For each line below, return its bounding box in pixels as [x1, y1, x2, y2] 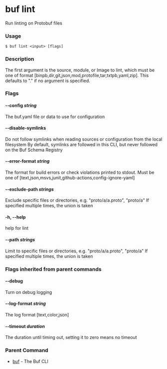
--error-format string [5, 158, 50, 164]
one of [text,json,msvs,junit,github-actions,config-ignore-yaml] [5, 175, 135, 181]
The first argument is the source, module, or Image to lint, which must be [5, 67, 155, 73]
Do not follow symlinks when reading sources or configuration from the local [5, 136, 163, 142]
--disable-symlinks [5, 125, 46, 131]
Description [5, 56, 34, 63]
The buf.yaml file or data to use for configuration [5, 114, 105, 120]
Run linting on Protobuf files [5, 20, 62, 26]
